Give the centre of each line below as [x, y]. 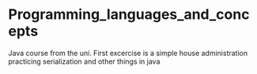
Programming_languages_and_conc [129, 15]
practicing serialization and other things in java [84, 61]
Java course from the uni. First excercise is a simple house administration [128, 53]
